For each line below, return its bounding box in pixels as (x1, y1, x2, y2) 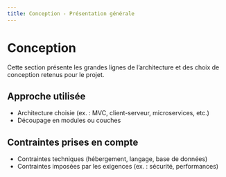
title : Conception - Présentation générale (7, 10, 135, 17)
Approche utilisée (7, 90, 86, 102)
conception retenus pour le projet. (7, 70, 105, 78)
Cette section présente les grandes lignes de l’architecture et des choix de (7, 63, 220, 71)
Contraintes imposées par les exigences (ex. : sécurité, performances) (17, 162, 219, 171)
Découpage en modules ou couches (17, 116, 121, 125)
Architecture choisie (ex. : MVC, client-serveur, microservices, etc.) (17, 109, 210, 117)
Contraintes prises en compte (7, 136, 139, 148)
